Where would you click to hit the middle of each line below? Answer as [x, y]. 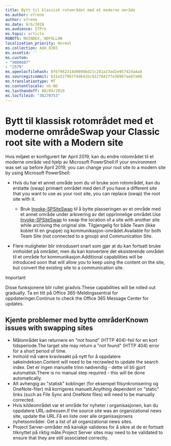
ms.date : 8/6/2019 [25, 24]
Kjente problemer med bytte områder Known [77, 320]
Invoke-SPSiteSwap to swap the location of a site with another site [90, 220]
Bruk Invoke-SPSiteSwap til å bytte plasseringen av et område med [91, 209]
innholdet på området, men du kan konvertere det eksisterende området [88, 251]
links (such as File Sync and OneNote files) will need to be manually [84, 394]
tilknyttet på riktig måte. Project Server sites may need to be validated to [88, 433]
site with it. [24, 199]
